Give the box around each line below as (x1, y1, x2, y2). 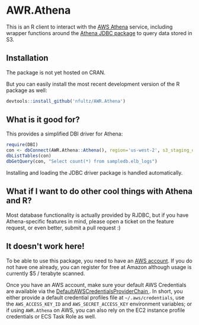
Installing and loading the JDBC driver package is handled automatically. (6, 169, 183, 176)
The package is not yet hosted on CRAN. (6, 69, 105, 76)
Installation (6, 53, 49, 63)
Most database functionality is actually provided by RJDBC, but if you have (6, 212, 189, 219)
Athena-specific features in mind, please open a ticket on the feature (6, 217, 174, 225)
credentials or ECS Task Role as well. (6, 313, 97, 320)
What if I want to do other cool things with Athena (6, 187, 192, 197)
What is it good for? (6, 115, 80, 125)
